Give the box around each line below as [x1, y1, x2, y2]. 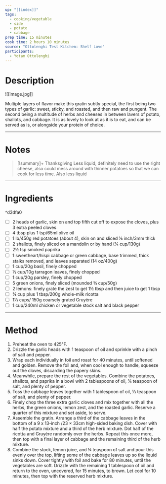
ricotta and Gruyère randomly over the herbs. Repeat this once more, [12, 431, 153, 437]
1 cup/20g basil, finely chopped [12, 263, 77, 269]
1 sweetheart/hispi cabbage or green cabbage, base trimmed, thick [12, 252, 149, 258]
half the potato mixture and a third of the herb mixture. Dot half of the [12, 425, 154, 431]
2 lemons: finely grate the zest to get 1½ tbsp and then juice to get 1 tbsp [12, 285, 161, 291]
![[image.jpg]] [5, 91, 33, 97]
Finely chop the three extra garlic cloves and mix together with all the [12, 399, 154, 405]
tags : [5, 12, 16, 17]
